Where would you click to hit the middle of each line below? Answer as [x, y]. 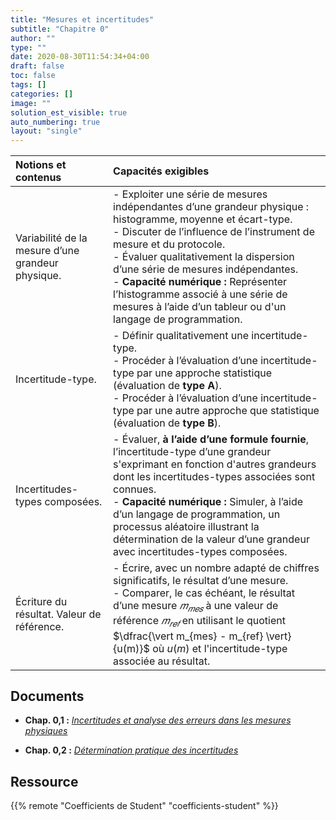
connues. [135, 489]
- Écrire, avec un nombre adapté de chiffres [216, 568]
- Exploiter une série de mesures [190, 194]
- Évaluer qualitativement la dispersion [204, 257]
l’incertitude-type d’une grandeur [192, 452]
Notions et [41, 165]
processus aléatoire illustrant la [186, 527]
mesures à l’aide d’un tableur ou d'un [200, 307]
